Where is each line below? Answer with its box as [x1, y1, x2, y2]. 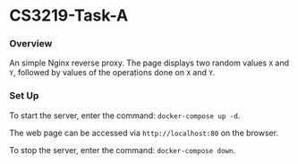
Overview [9, 38, 53, 50]
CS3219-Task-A [9, 5, 129, 26]
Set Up [9, 90, 39, 102]
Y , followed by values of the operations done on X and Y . [9, 67, 216, 78]
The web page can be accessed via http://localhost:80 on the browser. [9, 127, 279, 138]
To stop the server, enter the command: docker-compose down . [9, 144, 236, 155]
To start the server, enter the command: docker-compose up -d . [9, 109, 241, 121]
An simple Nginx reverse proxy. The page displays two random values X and [9, 57, 289, 68]
